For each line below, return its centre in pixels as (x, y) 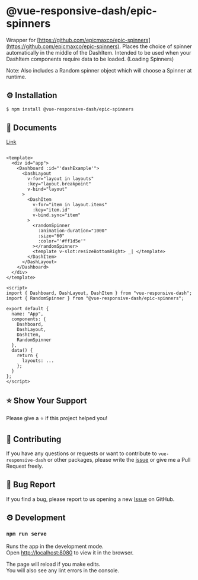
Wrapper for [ (23, 40)
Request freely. (25, 466)
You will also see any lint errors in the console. (63, 570)
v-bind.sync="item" (57, 215)
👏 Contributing (34, 439)
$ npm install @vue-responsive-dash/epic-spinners (70, 109)
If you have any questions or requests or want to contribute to (82, 453)
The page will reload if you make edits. (53, 564)
